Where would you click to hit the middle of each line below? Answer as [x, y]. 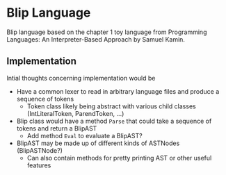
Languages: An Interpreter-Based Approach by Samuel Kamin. [96, 39]
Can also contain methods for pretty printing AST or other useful [119, 158]
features [39, 165]
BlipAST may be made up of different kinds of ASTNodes [98, 143]
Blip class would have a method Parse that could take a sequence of [114, 121]
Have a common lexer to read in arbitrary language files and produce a [118, 91]
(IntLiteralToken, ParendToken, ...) [75, 113]
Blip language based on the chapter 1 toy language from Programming [107, 32]
